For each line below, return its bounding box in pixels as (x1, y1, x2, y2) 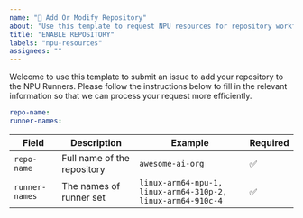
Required (249, 136, 289, 149)
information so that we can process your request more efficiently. (9, 91, 252, 102)
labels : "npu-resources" (9, 38, 103, 48)
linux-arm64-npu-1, (139, 177, 223, 187)
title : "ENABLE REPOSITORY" (9, 30, 115, 39)
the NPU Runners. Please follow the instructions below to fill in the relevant (9, 81, 288, 92)
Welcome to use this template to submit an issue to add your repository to (9, 71, 284, 82)
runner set (61, 191, 106, 204)
